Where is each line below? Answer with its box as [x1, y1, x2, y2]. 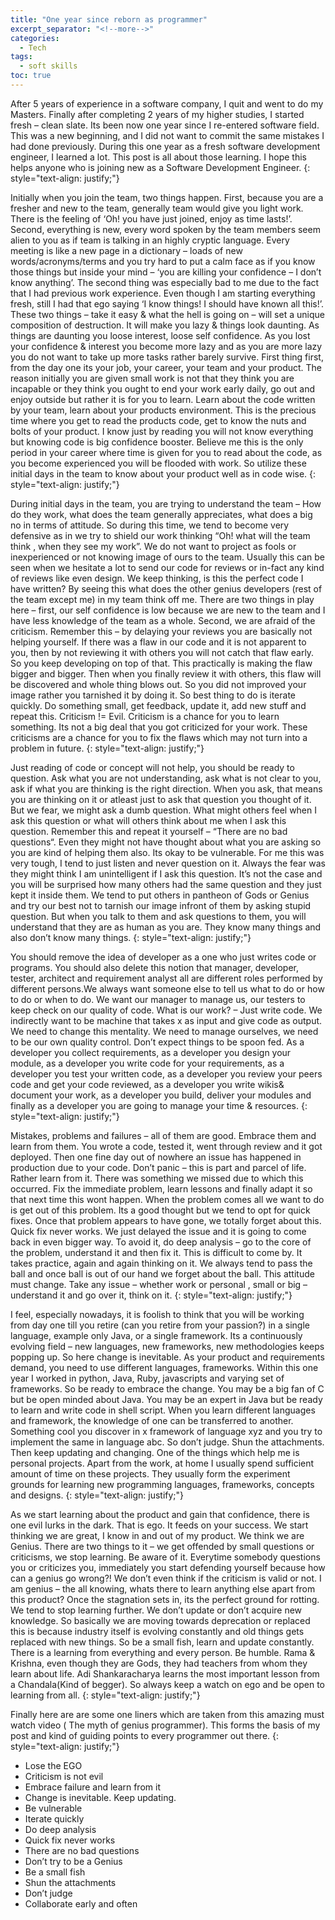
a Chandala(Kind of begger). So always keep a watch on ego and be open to [10, 1678, 325, 1690]
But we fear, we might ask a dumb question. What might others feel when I [10, 804, 317, 816]
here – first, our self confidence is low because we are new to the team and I [10, 604, 326, 616]
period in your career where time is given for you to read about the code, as [10, 446, 323, 458]
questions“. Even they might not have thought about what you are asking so [10, 836, 322, 848]
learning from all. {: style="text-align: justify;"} [10, 1689, 201, 1701]
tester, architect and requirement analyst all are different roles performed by [10, 972, 323, 984]
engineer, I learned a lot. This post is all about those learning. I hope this [10, 151, 307, 163]
